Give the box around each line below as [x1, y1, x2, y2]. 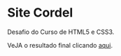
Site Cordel [7, 5, 73, 21]
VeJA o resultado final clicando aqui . [7, 41, 113, 49]
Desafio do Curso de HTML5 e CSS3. [7, 28, 115, 36]
